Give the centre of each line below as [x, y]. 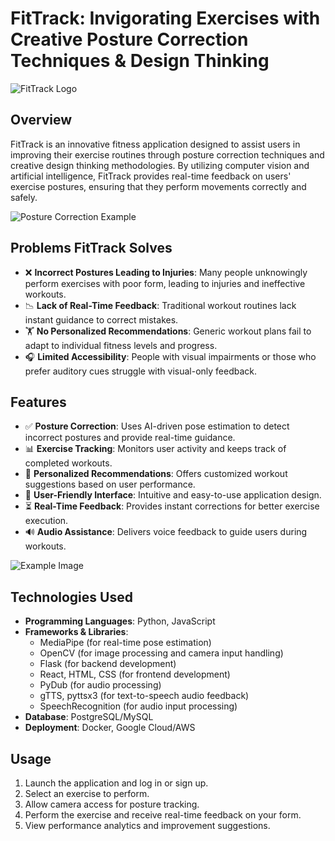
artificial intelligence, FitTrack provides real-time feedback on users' [151, 176]
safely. [24, 197]
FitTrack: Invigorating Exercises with [165, 18]
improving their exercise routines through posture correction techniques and [167, 154]
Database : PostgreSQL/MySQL [89, 717]
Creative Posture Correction [129, 39]
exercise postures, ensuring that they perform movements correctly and [158, 186]
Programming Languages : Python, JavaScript [120, 621]
